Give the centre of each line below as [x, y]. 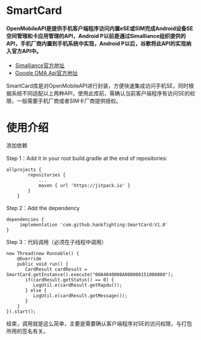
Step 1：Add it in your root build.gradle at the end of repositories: [87, 158]
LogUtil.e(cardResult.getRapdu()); [77, 285]
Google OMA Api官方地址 [46, 73]
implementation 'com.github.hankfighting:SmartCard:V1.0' [94, 225]
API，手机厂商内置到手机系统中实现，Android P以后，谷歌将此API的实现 [96, 43]
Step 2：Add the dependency [43, 208]
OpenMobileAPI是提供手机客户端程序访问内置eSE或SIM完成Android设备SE [100, 28]
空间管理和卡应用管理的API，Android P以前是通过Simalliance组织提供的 [96, 36]
